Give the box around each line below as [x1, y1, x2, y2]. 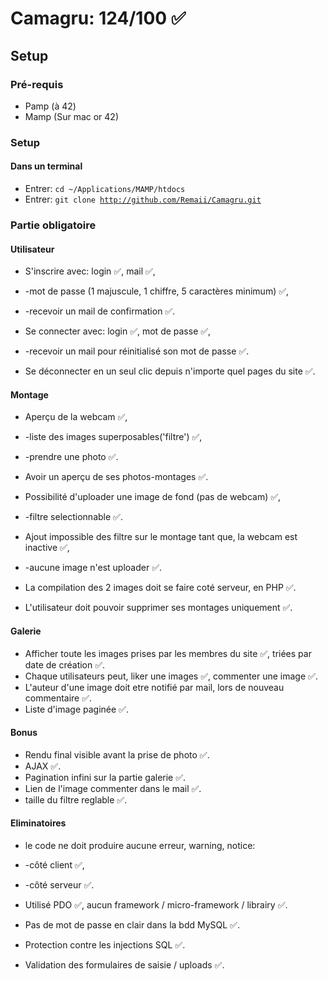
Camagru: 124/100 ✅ [10, 7, 187, 30]
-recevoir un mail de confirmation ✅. [24, 305, 176, 317]
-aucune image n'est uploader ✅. [24, 562, 163, 574]
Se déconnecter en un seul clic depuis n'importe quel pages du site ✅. [24, 365, 316, 377]
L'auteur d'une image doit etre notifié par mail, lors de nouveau [24, 681, 285, 693]
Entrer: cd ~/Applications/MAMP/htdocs [24, 183, 186, 194]
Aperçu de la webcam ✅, [24, 411, 128, 423]
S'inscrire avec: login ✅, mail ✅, [24, 265, 156, 277]
